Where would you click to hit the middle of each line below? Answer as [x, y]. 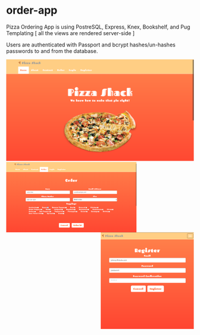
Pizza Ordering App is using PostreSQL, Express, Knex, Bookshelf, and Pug [98, 27]
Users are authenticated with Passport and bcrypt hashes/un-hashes [91, 45]
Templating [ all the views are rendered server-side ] [71, 33]
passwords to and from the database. [52, 51]
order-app [32, 10]
